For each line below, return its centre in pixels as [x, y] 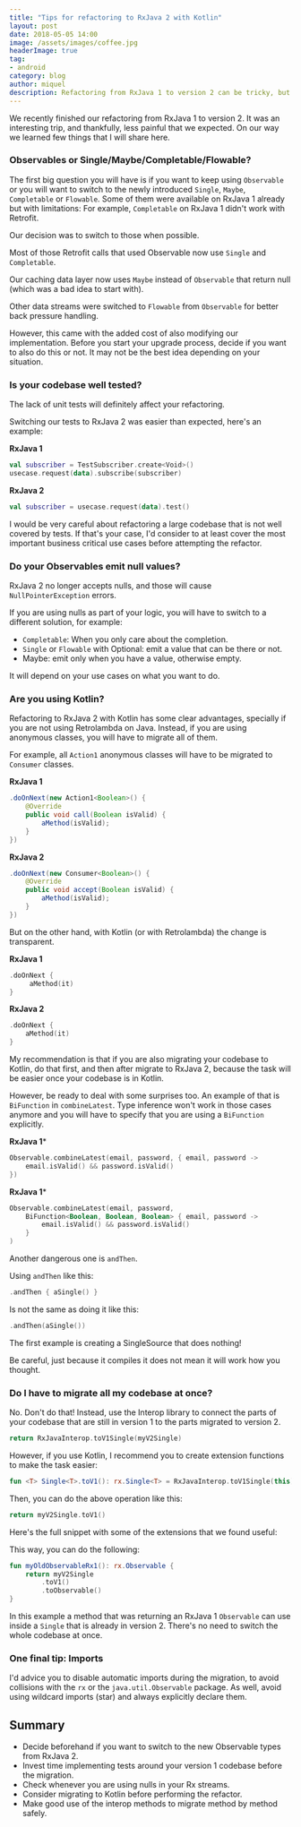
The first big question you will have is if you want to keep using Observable [146, 179]
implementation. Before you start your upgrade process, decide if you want [148, 342]
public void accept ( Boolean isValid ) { [100, 890]
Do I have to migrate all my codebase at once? [111, 1393]
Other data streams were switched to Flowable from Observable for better [144, 306]
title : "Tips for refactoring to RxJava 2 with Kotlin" [116, 17]
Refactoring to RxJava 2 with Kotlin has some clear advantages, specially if [148, 718]
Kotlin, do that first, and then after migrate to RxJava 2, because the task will [150, 1069]
